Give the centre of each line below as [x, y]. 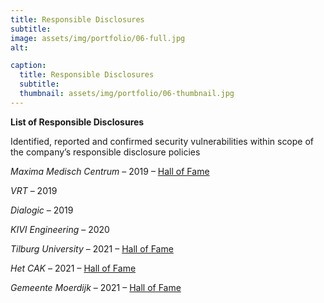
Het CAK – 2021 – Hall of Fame [73, 268]
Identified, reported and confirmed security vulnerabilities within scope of [162, 141]
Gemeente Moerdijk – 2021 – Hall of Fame [96, 287]
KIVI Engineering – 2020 [60, 229]
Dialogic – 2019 [42, 210]
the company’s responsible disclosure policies [105, 152]
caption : [28, 66]
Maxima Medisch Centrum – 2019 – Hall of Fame [110, 171]
